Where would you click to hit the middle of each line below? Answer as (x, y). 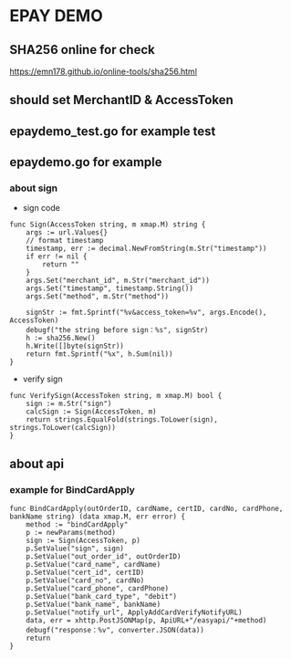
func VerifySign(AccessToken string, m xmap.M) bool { (116, 396)
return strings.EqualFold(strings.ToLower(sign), (122, 420)
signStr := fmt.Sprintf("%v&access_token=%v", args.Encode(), (146, 313)
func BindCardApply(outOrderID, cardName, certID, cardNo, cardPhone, (146, 509)
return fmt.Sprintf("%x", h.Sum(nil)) (99, 354)
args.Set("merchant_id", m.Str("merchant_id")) (118, 281)
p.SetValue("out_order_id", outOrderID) (104, 557)
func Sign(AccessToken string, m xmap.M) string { (108, 225)
